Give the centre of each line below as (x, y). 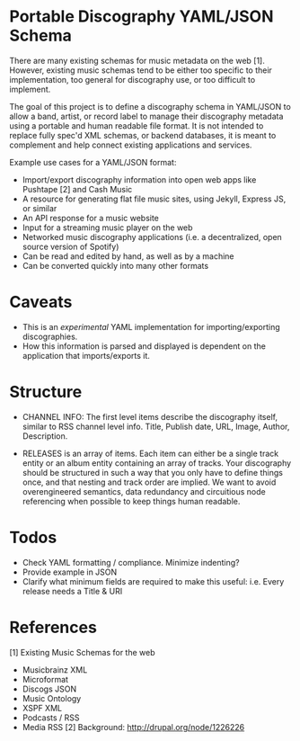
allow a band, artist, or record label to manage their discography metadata (146, 116)
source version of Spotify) (71, 246)
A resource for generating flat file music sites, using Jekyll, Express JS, (154, 199)
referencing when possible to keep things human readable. (131, 501)
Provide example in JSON (70, 572)
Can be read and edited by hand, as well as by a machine (128, 256)
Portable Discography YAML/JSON (141, 17)
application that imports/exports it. (86, 355)
